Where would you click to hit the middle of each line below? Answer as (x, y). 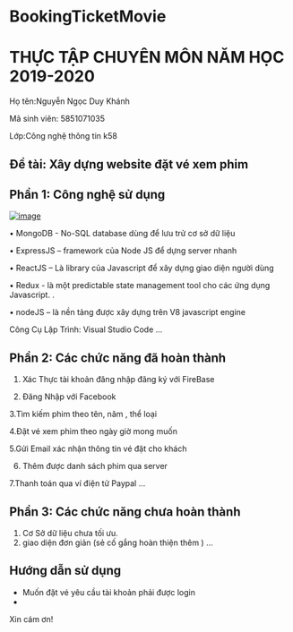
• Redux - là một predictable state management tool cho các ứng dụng (140, 286)
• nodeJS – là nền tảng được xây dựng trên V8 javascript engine (128, 312)
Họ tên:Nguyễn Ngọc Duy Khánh (69, 101)
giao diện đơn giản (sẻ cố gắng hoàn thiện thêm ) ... (117, 542)
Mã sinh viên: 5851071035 (57, 119)
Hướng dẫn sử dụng (65, 571)
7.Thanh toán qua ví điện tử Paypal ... (78, 483)
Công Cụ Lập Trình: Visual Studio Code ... (86, 329)
